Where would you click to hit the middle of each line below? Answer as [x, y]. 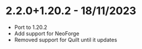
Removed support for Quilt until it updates [66, 40]
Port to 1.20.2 [31, 27]
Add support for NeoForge [47, 33]
